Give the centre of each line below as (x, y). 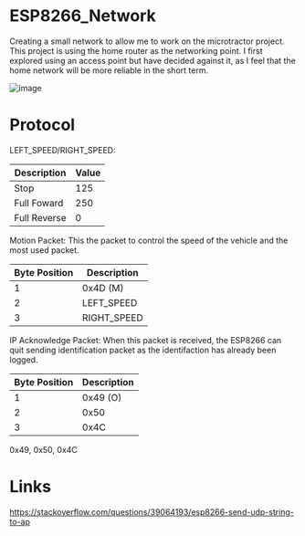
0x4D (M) (103, 288)
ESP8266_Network (83, 16)
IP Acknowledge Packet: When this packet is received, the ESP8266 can (146, 340)
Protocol (42, 125)
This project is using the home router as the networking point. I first (136, 50)
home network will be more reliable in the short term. (109, 70)
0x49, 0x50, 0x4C (43, 449)
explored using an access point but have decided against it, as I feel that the (153, 60)
